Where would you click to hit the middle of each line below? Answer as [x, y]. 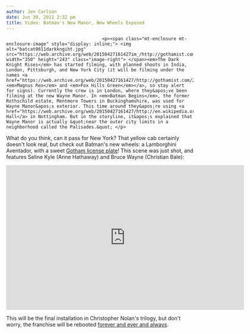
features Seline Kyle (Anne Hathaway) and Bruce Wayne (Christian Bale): [95, 157]
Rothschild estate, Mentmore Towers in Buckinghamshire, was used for [95, 101]
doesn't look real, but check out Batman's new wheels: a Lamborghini [91, 144]
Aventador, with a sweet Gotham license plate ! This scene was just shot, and [100, 151]
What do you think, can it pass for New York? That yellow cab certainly [93, 138]
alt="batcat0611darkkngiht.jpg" [46, 49]
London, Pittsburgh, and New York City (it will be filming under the [95, 70]
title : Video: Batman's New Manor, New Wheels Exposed [75, 23]
